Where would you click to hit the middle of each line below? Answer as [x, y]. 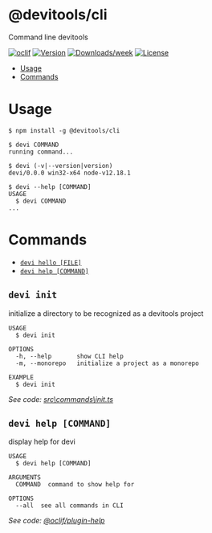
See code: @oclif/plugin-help [57, 521]
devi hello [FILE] [51, 263]
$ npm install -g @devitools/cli [64, 130]
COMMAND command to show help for [75, 485]
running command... [41, 152]
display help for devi [42, 442]
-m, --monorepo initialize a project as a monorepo [107, 363]
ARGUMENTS [25, 478]
